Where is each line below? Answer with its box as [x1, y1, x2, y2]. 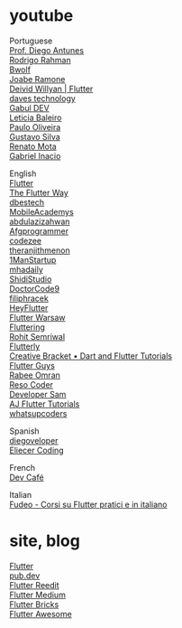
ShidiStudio [9, 273, 52, 285]
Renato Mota [9, 141, 57, 152]
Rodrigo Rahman [9, 54, 71, 65]
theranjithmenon [9, 245, 70, 256]
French [9, 462, 36, 473]
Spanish [9, 426, 40, 436]
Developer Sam [9, 389, 67, 399]
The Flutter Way [9, 187, 69, 198]
